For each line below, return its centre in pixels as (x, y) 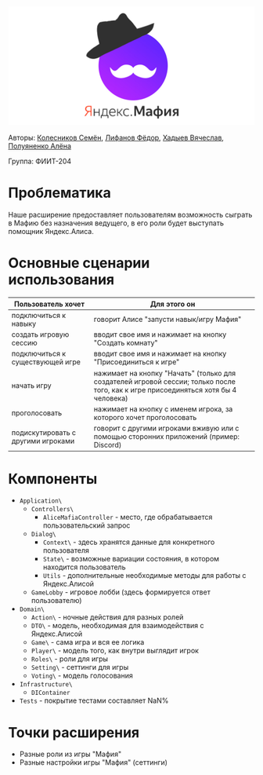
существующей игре (46, 362)
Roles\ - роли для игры (69, 659)
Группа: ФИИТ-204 (40, 161)
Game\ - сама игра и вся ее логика (88, 642)
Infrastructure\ (46, 685)
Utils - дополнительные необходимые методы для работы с (144, 576)
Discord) (108, 445)
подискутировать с (44, 432)
